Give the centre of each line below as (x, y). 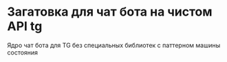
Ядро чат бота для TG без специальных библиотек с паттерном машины (114, 45)
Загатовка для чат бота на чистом (110, 12)
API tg (25, 26)
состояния (23, 52)
